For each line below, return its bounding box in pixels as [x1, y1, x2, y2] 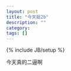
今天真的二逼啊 [6, 59, 43, 66]
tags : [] [6, 31, 28, 36]
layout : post [6, 8, 38, 15]
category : [6, 25, 31, 31]
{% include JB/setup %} [6, 46, 65, 53]
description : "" [6, 19, 46, 25]
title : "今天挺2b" [6, 14, 49, 20]
